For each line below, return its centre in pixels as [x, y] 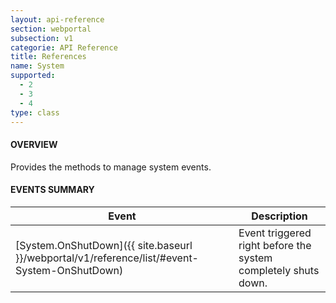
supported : [33, 76]
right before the [275, 245]
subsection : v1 [42, 38]
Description [279, 216]
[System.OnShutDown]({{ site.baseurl [104, 245]
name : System [37, 66]
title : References [48, 57]
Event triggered [275, 233]
